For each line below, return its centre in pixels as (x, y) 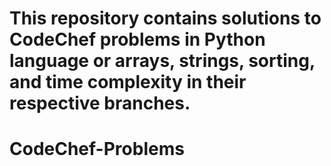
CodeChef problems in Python (137, 39)
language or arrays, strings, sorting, (162, 61)
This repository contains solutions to (165, 18)
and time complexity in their (128, 82)
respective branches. (100, 103)
